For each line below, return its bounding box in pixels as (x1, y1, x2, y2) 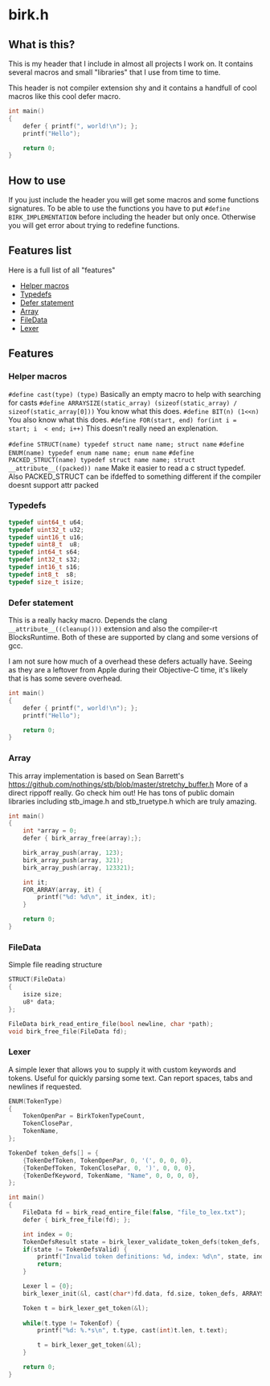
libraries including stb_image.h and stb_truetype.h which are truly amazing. (8, 796, 257, 806)
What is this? (8, 38, 76, 51)
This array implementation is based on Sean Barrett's (8, 771, 185, 780)
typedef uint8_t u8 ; (8, 541, 81, 549)
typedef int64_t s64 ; (8, 548, 81, 556)
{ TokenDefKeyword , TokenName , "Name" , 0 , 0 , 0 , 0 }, (22, 1171, 199, 1180)
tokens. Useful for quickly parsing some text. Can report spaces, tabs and (8, 1073, 253, 1082)
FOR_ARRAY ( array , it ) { (22, 885, 103, 893)
